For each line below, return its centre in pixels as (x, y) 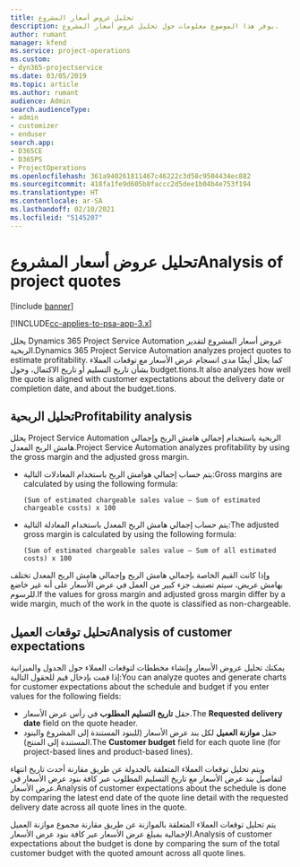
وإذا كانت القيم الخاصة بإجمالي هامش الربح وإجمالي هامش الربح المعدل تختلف (140, 576)
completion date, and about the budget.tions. (94, 388)
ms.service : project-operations (70, 51)
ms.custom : (30, 59)
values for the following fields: (66, 697)
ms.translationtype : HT (55, 193)
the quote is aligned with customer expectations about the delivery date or (147, 378)
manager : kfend (39, 43)
